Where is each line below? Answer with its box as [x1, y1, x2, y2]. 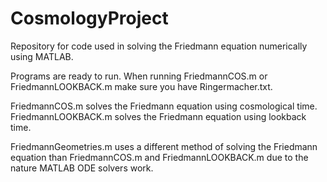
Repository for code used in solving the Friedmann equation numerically [10, 40, 308, 52]
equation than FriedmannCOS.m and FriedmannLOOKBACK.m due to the [10, 151, 309, 163]
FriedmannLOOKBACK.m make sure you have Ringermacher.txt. [10, 80, 273, 92]
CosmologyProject [10, 7, 169, 30]
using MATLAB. [10, 50, 74, 62]
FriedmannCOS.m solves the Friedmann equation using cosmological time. [10, 100, 318, 112]
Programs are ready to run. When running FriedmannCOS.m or [10, 70, 268, 82]
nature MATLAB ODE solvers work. [10, 162, 154, 174]
